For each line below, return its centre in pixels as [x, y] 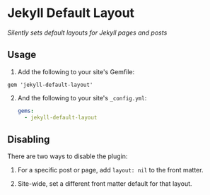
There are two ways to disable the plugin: [68, 156]
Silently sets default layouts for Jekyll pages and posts [87, 32]
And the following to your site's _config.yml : [82, 97]
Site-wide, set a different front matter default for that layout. [105, 184]
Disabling [29, 139]
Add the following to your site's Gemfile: [76, 71]
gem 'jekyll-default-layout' [50, 85]
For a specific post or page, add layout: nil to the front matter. [110, 170]
